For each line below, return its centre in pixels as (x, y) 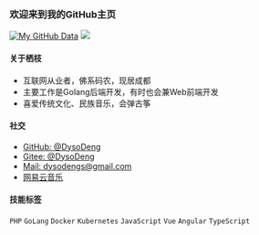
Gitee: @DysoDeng (58, 156)
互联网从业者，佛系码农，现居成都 (87, 80)
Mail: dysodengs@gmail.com (77, 166)
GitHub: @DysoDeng (62, 146)
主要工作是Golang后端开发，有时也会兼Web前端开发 (120, 91)
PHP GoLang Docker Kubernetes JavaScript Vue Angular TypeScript (130, 221)
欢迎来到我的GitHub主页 (63, 14)
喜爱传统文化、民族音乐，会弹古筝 (87, 103)
